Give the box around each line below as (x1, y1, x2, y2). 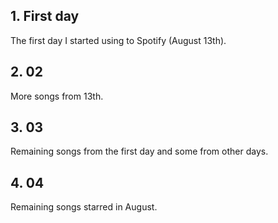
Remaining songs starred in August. (10, 201, 158, 213)
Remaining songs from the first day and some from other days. (10, 145, 269, 158)
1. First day (10, 8, 80, 25)
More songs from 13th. (10, 90, 104, 102)
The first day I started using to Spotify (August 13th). (10, 34, 227, 46)
